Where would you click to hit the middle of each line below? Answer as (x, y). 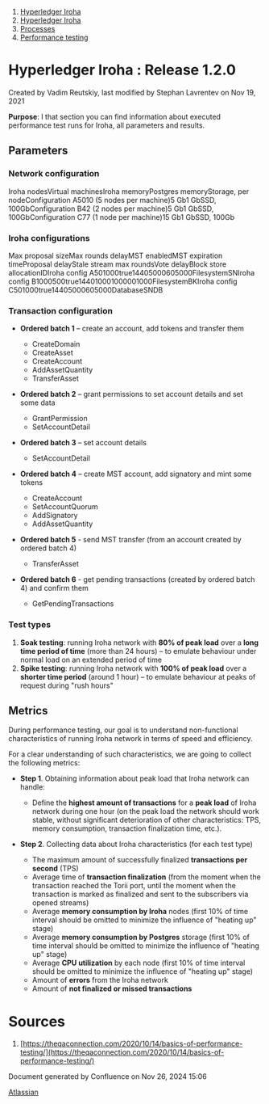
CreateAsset (53, 353)
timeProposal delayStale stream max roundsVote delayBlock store (118, 264)
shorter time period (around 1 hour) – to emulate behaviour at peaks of (138, 676)
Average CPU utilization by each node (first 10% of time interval (139, 963)
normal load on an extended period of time (91, 659)
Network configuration (54, 174)
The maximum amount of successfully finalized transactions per (140, 860)
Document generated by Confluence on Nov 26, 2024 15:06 (108, 1077)
